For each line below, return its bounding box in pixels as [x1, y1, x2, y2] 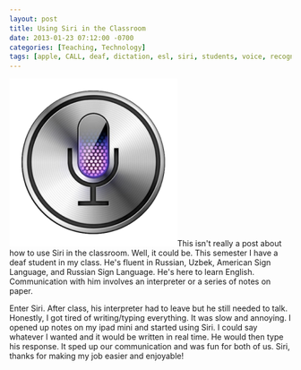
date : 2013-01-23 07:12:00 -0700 [9, 33, 134, 42]
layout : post [9, 14, 58, 23]
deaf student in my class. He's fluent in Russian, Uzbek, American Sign [9, 257, 271, 268]
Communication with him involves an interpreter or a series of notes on [9, 276, 271, 287]
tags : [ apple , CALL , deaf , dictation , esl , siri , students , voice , [9, 52, 267, 62]
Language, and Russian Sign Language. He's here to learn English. [9, 267, 255, 278]
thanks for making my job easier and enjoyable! [9, 350, 185, 362]
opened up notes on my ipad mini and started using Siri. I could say [9, 323, 258, 333]
